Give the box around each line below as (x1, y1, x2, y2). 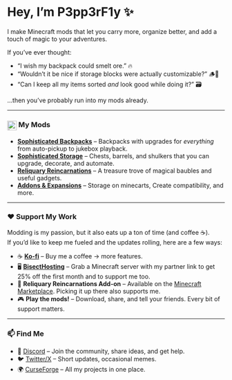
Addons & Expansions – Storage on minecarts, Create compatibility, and (17, 181, 224, 189)
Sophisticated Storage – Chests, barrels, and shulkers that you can (17, 151, 209, 160)
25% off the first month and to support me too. (17, 272, 151, 281)
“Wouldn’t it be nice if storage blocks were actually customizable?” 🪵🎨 (17, 70, 220, 78)
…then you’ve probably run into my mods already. (7, 96, 148, 104)
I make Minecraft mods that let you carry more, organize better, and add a (7, 27, 217, 35)
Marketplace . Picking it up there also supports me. (17, 287, 161, 295)
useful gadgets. (17, 173, 62, 182)
